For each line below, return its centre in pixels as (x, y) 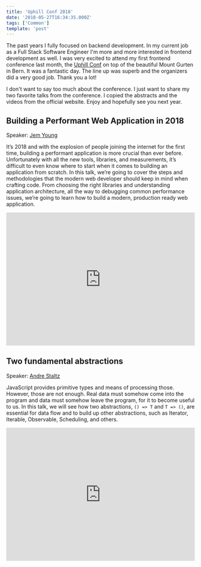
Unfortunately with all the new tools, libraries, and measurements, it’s (91, 160)
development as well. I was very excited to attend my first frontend (88, 58)
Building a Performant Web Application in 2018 (95, 121)
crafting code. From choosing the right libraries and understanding (88, 185)
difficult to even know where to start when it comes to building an (87, 166)
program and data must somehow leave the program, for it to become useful (100, 400)
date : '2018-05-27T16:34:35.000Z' (49, 17)
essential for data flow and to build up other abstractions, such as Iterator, (97, 413)
